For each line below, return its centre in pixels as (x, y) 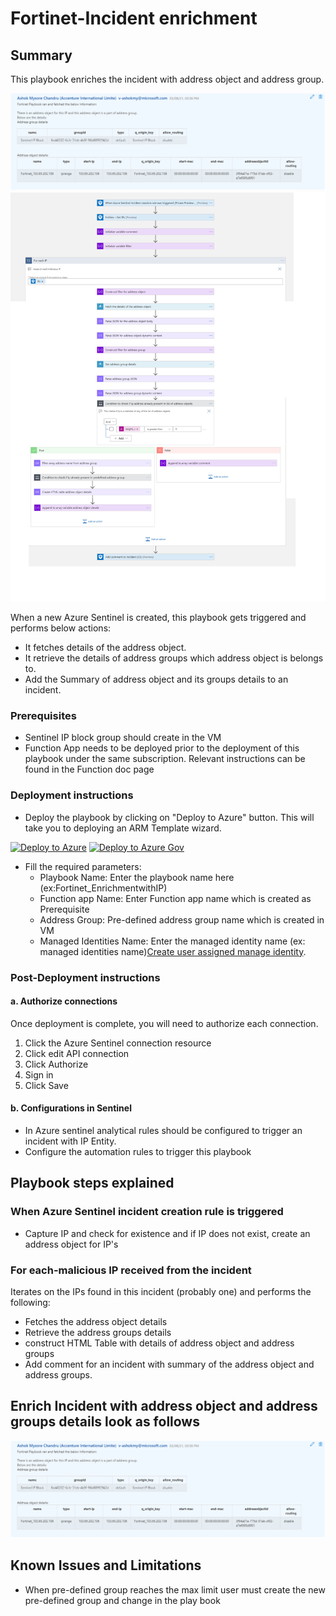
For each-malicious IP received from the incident (131, 1270)
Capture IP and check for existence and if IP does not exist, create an (167, 1233)
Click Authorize (56, 1064)
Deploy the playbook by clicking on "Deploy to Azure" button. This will (169, 817)
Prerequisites (43, 716)
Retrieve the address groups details (98, 1333)
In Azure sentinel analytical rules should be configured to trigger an (163, 1131)
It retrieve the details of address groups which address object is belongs (174, 658)
